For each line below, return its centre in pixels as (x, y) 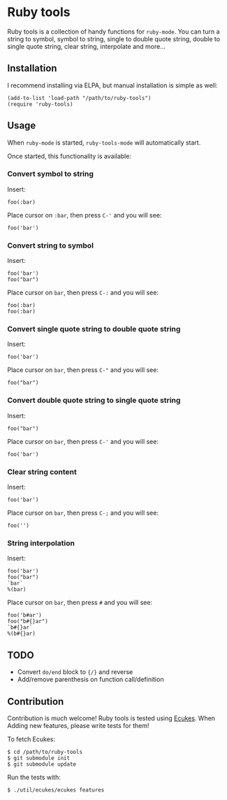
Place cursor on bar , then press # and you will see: (80, 603)
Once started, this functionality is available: (69, 156)
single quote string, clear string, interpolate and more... (86, 46)
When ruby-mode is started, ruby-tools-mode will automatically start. (104, 142)
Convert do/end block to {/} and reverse (75, 672)
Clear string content (42, 471)
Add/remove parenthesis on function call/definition (90, 680)
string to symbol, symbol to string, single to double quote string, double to (114, 38)
